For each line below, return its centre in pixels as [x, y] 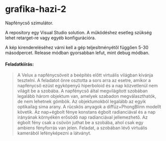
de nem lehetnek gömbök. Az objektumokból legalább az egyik [82, 102]
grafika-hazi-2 [36, 9]
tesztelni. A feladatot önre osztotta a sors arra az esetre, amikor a [84, 80]
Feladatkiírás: [20, 64]
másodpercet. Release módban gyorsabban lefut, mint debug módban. [77, 53]
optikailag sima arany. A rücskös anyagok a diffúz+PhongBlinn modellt [89, 107]
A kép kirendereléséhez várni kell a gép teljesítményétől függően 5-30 [77, 47]
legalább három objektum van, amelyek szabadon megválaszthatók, [87, 96]
